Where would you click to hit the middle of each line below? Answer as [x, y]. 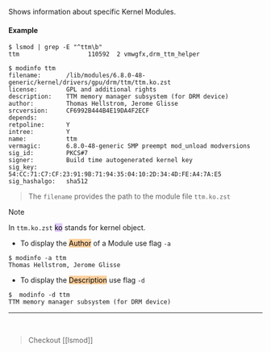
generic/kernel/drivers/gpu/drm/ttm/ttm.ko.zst [90, 83]
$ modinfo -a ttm [38, 258]
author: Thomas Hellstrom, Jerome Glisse [94, 104]
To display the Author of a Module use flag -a [95, 243]
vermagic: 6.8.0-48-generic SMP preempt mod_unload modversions [129, 146]
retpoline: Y [39, 125]
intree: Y [39, 132]
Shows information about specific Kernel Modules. [92, 12]
